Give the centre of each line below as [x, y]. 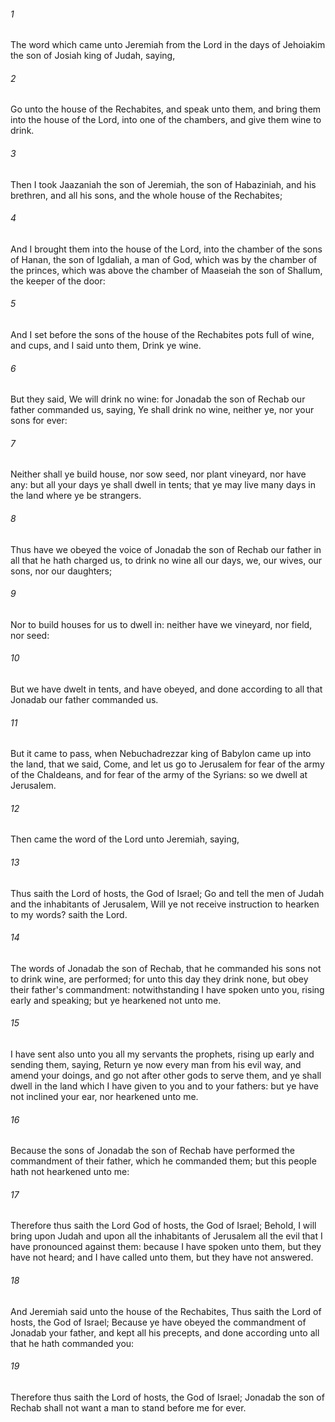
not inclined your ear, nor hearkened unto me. [104, 1097]
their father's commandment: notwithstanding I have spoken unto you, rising [167, 989]
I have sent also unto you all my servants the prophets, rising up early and [162, 1054]
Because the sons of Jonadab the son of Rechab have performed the [152, 1151]
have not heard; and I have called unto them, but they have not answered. [162, 1257]
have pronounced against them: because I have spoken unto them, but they [166, 1247]
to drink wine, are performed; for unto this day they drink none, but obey [159, 979]
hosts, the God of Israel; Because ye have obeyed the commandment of [158, 1322]
